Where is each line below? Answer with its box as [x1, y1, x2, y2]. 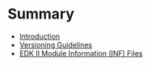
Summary [7, 5, 74, 23]
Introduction [19, 31, 61, 41]
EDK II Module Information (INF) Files [19, 48, 143, 58]
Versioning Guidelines [19, 39, 93, 49]
